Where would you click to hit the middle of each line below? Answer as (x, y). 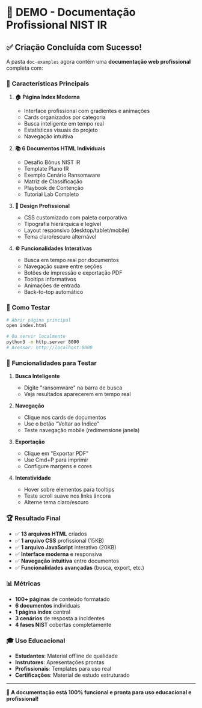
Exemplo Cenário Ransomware (62, 175)
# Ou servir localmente (36, 337)
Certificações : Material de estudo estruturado (72, 675)
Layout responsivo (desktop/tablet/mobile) (77, 230)
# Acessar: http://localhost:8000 (50, 348)
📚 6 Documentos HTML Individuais (60, 148)
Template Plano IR (46, 169)
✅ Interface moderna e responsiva (58, 554)
